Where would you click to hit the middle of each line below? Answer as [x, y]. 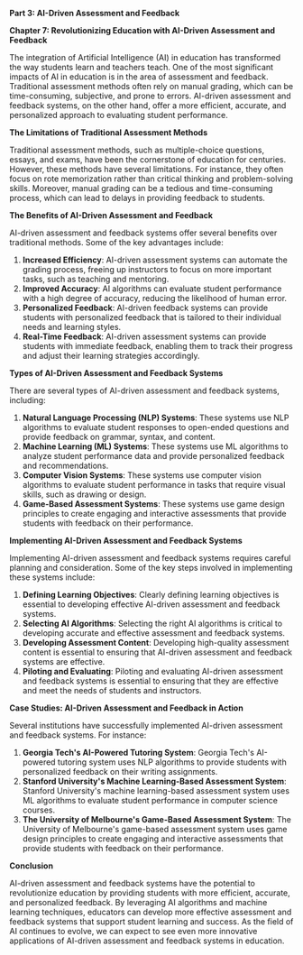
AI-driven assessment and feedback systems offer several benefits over [143, 233]
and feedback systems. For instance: [78, 735]
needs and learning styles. [72, 327]
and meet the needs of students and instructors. [112, 690]
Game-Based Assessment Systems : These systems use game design [154, 504]
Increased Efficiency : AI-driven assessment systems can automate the [155, 260]
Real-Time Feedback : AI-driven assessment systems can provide [144, 336]
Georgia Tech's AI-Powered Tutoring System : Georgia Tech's [138, 753]
